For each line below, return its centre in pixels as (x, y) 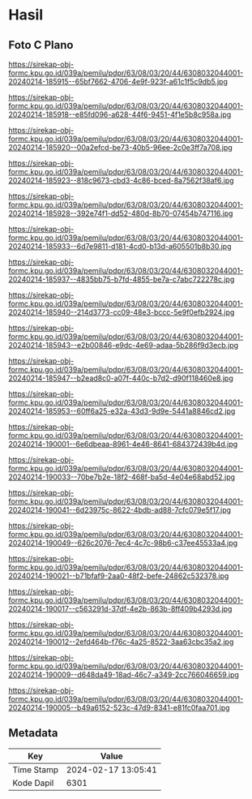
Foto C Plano (41, 45)
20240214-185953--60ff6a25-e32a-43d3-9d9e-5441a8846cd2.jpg (122, 411)
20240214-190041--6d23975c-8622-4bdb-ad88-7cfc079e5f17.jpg (120, 510)
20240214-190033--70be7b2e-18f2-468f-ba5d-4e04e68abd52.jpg (122, 477)
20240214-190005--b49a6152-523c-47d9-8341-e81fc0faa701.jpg (119, 708)
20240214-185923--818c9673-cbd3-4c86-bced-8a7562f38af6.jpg (121, 180)
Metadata (33, 733)
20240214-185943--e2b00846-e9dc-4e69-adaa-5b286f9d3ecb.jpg (124, 345)
